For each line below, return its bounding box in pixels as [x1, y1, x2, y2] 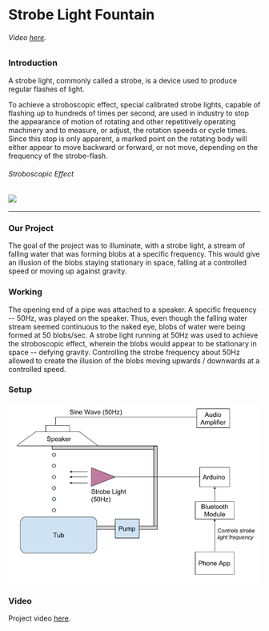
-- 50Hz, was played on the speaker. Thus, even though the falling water [8, 313, 248, 322]
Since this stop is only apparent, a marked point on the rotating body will [8, 134, 247, 144]
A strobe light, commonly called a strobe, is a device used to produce [8, 75, 238, 85]
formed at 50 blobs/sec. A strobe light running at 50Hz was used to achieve [8, 330, 259, 340]
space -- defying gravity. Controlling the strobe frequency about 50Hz [8, 347, 240, 357]
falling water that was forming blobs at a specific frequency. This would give [8, 249, 260, 259]
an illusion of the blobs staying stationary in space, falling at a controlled [8, 258, 247, 268]
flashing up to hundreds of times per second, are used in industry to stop [8, 108, 250, 118]
